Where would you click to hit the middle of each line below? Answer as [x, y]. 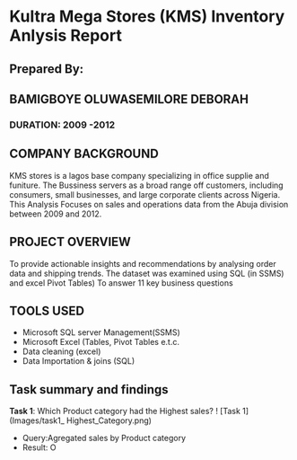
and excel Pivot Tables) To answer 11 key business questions [121, 283]
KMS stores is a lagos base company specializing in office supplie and [139, 175]
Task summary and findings [89, 389]
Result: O [39, 447]
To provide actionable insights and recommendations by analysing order [143, 263]
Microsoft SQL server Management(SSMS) [101, 332]
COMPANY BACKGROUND [84, 154]
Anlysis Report [66, 35]
